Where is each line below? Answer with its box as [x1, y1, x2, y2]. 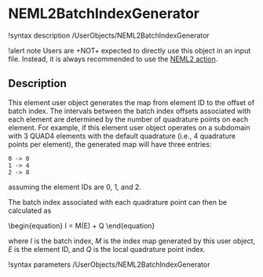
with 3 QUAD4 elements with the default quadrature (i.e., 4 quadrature [8, 131, 236, 140]
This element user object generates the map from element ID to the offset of [8, 97, 255, 107]
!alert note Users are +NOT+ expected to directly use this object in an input [8, 46, 251, 55]
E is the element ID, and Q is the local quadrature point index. [8, 244, 206, 253]
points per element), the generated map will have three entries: [8, 139, 212, 149]
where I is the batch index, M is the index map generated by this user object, [8, 236, 256, 246]
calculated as [8, 206, 52, 215]
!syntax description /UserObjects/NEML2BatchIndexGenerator [8, 31, 210, 40]
